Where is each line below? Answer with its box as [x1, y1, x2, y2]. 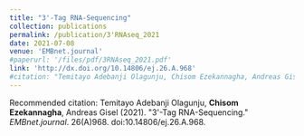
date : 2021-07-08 [9, 38, 75, 48]
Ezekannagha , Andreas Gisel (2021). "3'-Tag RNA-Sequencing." [9, 106, 249, 118]
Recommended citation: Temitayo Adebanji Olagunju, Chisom [9, 97, 239, 108]
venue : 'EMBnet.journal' [9, 47, 103, 56]
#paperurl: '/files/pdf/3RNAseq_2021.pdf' [9, 55, 172, 64]
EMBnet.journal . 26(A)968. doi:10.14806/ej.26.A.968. [9, 116, 206, 127]
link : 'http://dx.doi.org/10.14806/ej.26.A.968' [9, 64, 196, 73]
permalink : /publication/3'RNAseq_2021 [9, 30, 160, 39]
